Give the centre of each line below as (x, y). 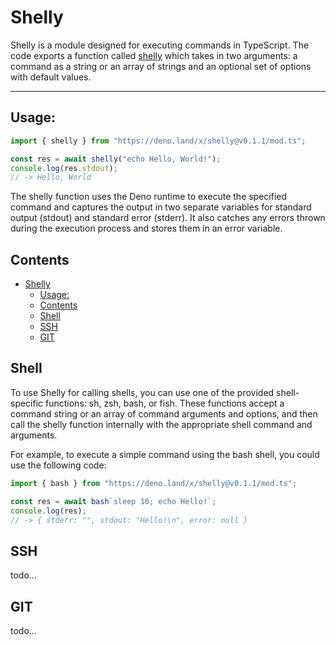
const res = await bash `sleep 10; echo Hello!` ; (113, 501)
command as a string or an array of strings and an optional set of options (161, 66)
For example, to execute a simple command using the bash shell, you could (165, 454)
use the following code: (58, 465)
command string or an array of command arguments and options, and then (164, 413)
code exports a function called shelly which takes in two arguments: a (154, 55)
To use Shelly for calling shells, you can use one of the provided (142, 392)
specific (27, 403)
